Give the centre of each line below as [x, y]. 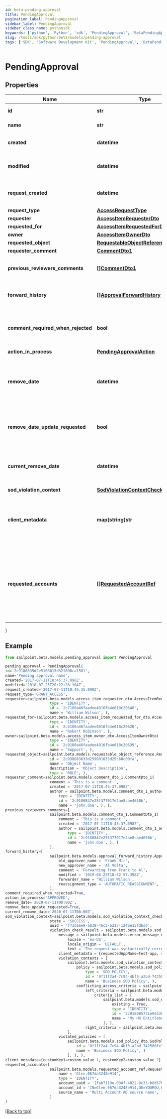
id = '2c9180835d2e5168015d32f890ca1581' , [48, 671]
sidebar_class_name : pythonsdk [38, 28]
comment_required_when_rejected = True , [45, 893]
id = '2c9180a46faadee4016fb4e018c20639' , [94, 745]
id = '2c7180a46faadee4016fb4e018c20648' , [94, 708]
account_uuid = [74, 1083]
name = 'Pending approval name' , [38, 676]
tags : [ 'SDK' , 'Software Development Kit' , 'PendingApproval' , [72, 42]
